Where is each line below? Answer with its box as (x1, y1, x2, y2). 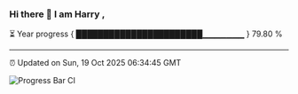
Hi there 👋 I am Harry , (9, 8, 106, 20)
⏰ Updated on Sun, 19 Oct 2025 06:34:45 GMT (9, 58, 182, 68)
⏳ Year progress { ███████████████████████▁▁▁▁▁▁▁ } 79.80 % (9, 28, 283, 39)
